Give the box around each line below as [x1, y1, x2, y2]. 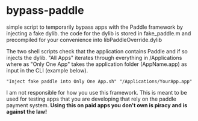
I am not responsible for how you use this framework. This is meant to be [6, 89, 188, 96]
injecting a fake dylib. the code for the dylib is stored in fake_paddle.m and [6, 29, 191, 37]
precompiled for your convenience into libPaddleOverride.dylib [6, 36, 162, 43]
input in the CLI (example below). [6, 66, 88, 74]
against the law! [6, 108, 47, 115]
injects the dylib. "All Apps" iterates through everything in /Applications [6, 54, 182, 61]
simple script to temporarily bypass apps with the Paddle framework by [6, 23, 184, 31]
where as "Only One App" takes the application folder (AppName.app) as [6, 60, 188, 68]
